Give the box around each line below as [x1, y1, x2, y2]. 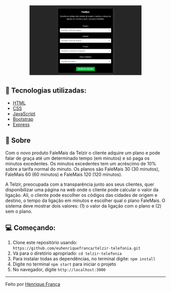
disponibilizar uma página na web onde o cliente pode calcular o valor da [5, 186, 159, 193]
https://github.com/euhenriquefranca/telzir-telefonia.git [12, 246, 141, 251]
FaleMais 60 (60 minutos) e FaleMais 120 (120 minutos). [5, 171, 123, 178]
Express [12, 121, 30, 127]
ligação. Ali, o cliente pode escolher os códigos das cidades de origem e [5, 192, 158, 198]
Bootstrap [12, 116, 34, 122]
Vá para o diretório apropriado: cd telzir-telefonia [12, 250, 122, 256]
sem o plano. [5, 208, 33, 214]
